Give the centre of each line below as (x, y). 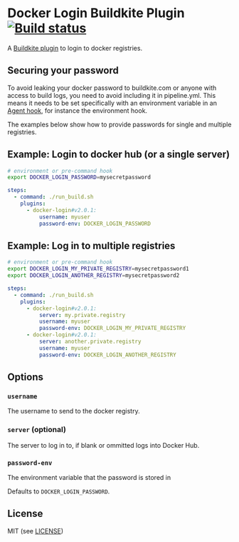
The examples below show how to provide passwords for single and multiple (119, 124)
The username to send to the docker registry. (74, 411)
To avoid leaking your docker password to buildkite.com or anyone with (112, 88)
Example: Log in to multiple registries (91, 245)
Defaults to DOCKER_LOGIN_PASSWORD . (59, 491)
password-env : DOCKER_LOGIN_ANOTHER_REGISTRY (107, 355)
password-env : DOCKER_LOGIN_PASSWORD (95, 224)
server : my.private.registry (82, 315)
